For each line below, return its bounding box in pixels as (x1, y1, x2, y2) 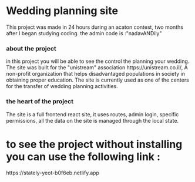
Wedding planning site (6, 4, 119, 18)
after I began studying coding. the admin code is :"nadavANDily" (6, 29, 163, 36)
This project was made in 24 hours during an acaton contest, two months (6, 23, 184, 31)
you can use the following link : (6, 150, 160, 163)
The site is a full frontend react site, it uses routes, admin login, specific (6, 110, 179, 118)
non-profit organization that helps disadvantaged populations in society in (6, 70, 185, 77)
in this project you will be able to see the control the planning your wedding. (6, 58, 190, 65)
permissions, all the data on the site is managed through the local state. (6, 117, 179, 124)
